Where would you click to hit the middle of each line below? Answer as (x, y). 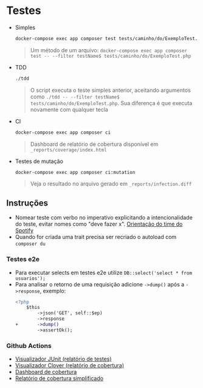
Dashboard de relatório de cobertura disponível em (94, 144)
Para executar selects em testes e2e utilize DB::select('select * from (104, 272)
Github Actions (29, 345)
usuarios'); (30, 278)
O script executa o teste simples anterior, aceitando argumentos (111, 90)
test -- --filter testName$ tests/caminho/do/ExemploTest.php (111, 56)
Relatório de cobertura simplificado (59, 378)
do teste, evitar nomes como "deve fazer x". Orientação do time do (99, 224)
